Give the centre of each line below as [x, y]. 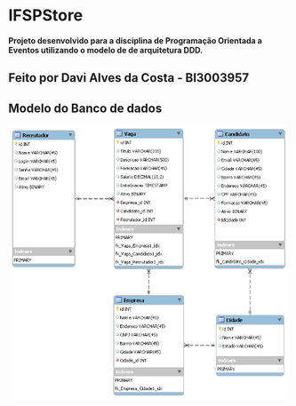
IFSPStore [46, 16]
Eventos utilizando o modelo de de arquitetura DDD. [106, 50]
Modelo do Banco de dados [85, 108]
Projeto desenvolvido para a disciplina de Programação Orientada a [136, 40]
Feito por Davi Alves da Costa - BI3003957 [129, 78]
